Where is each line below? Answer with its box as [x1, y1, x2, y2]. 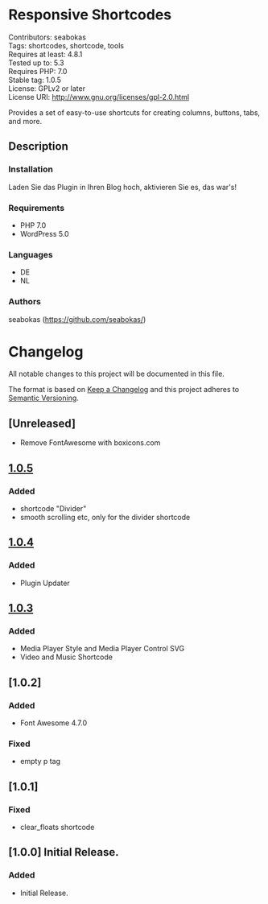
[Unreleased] [8, 416, 76, 430]
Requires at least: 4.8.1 [8, 49, 83, 59]
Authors [8, 296, 42, 308]
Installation [8, 163, 54, 175]
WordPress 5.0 [19, 229, 70, 238]
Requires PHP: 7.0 [8, 66, 68, 76]
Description [8, 139, 68, 154]
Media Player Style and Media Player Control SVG [19, 644, 185, 654]
